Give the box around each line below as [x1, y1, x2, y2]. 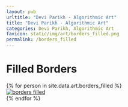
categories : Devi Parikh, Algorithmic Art [6, 25, 114, 32]
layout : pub [6, 8, 36, 15]
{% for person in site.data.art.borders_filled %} [6, 82, 122, 89]
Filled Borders [6, 62, 77, 76]
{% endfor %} [6, 94, 41, 102]
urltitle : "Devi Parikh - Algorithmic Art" [6, 14, 117, 20]
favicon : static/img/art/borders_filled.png [6, 31, 120, 37]
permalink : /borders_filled [6, 36, 77, 42]
